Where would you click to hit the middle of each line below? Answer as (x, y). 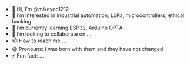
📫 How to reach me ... (39, 41)
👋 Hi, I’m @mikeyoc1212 (40, 9)
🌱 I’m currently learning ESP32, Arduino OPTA (67, 28)
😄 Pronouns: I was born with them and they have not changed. (88, 49)
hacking (21, 21)
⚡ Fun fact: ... (28, 55)
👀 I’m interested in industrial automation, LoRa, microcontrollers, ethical (98, 15)
